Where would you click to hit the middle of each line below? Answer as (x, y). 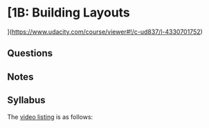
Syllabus (27, 100)
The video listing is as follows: (50, 117)
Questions (30, 53)
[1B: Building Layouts (69, 13)
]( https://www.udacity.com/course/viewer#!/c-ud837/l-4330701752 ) (105, 32)
